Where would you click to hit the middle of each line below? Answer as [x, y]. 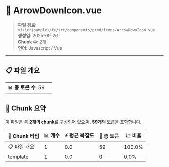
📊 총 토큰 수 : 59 [26, 87]
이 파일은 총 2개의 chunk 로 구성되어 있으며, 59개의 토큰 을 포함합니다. [73, 122]
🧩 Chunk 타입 [23, 136]
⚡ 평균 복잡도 [79, 135]
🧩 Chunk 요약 [26, 109]
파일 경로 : [27, 25]
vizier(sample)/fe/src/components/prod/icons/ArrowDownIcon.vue [86, 30]
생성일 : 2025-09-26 [38, 35]
